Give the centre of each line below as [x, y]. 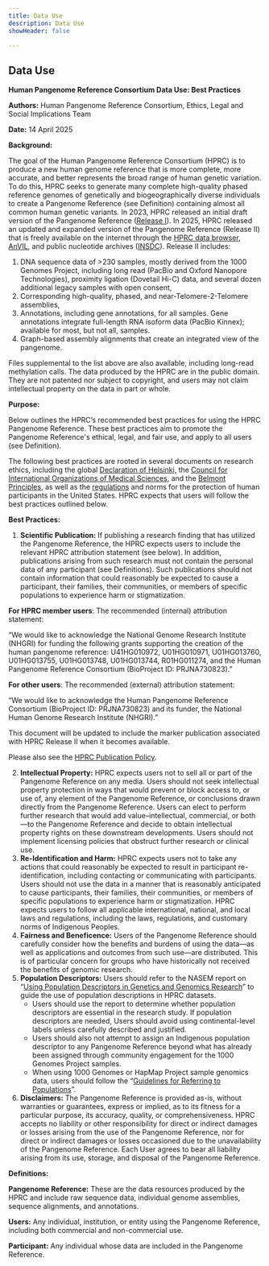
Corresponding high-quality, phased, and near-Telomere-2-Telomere [134, 296]
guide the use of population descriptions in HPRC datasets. [118, 995]
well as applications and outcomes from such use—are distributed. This [139, 953]
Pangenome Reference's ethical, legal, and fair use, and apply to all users [130, 437]
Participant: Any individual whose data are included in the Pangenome [126, 1246]
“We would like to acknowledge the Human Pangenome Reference [118, 701]
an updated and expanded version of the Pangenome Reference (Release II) [134, 230]
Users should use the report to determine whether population [134, 1004]
